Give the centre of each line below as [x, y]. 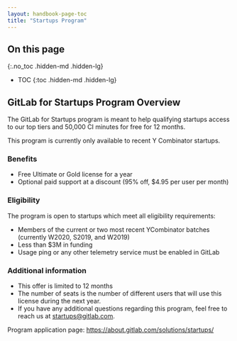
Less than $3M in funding [55, 245]
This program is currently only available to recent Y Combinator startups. [114, 141]
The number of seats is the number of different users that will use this [120, 294]
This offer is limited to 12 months [65, 286]
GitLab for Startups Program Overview [94, 102]
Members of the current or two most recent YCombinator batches [114, 229]
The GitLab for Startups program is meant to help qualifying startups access [118, 119]
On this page [36, 49]
